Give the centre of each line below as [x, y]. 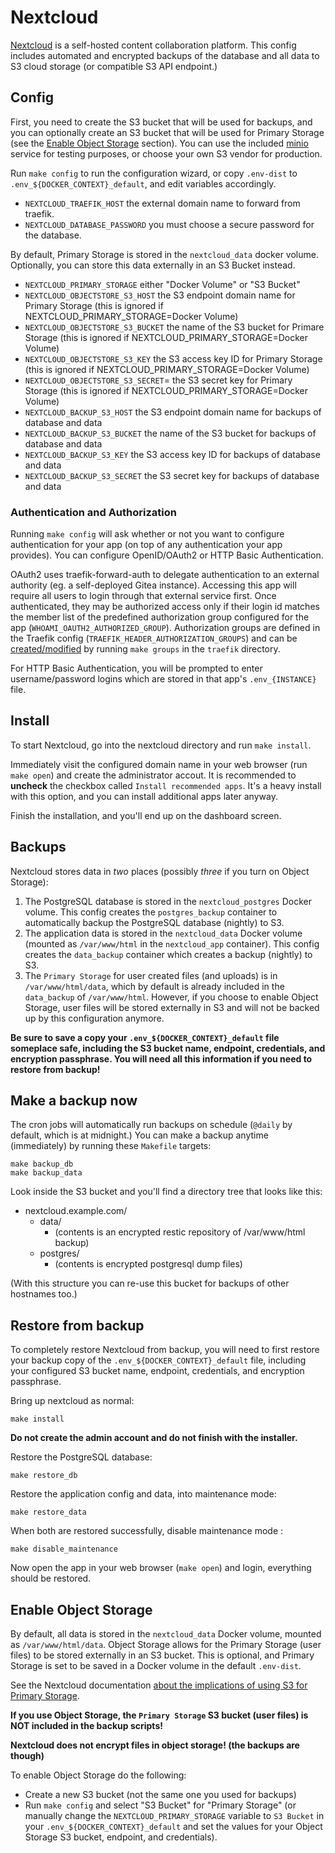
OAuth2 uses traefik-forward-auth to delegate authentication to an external [165, 575]
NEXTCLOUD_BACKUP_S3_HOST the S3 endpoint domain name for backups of [173, 412]
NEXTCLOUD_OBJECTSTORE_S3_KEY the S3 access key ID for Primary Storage [173, 358]
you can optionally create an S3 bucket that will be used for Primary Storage [167, 132]
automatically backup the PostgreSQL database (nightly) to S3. [154, 922]
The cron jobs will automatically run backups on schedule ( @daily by [151, 1125]
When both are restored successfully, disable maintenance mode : [147, 1531]
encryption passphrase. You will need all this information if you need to [161, 1058]
